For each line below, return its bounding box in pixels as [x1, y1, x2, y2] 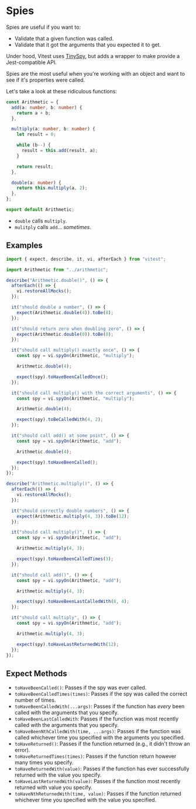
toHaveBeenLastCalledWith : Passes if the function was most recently [14, 715, 179, 723]
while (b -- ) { [16, 142, 51, 148]
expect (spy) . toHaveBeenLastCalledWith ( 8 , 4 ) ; [16, 599, 130, 605]
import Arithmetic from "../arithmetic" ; [6, 267, 109, 272]
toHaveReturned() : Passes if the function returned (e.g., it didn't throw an [14, 740, 190, 747]
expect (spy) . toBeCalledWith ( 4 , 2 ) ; [16, 417, 104, 423]
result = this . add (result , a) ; [21, 148, 98, 154]
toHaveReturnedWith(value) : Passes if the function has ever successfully [14, 765, 190, 773]
